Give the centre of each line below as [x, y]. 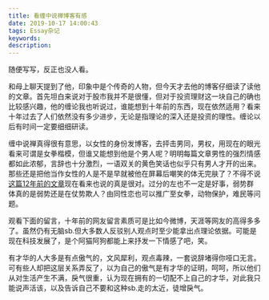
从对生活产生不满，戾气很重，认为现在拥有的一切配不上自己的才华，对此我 [131, 278]
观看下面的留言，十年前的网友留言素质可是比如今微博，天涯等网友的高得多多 [134, 221]
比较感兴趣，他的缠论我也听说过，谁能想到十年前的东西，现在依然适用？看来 [134, 107]
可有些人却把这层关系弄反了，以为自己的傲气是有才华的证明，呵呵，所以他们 [134, 268]
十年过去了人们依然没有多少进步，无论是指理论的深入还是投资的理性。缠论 [131, 116]
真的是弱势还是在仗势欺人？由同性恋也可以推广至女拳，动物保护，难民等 [134, 194]
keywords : [25, 38]
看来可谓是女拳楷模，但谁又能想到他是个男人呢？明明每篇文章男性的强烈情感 [134, 154]
